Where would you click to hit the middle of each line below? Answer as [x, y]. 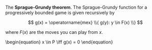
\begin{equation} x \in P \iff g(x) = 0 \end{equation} [59, 42]
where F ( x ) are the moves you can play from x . [54, 32]
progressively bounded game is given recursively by [60, 13]
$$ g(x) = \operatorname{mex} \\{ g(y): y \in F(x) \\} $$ [85, 22]
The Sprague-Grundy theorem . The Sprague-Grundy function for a [76, 7]
